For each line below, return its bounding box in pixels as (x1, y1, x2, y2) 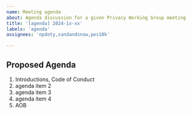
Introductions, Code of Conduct (15, 76, 95, 83)
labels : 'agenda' (6, 26, 50, 32)
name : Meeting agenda (6, 9, 61, 15)
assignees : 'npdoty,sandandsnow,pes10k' (6, 32, 111, 38)
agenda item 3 (15, 88, 52, 96)
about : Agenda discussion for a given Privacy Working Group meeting (6, 15, 187, 21)
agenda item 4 (15, 95, 52, 102)
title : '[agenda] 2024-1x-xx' (6, 20, 83, 26)
